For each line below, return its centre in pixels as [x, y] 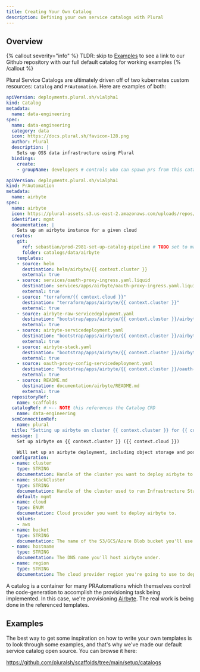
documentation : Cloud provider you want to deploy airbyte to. [97, 513]
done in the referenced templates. [48, 605]
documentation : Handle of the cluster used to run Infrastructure [101, 491]
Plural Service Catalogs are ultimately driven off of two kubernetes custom [98, 80]
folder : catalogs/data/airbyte [61, 252]
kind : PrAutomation [30, 186]
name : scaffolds [37, 403]
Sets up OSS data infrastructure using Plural [76, 153]
